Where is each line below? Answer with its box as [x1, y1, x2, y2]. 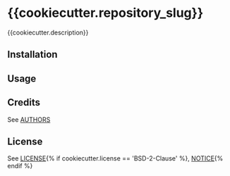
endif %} [7, 162, 33, 170]
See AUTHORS [7, 115, 51, 124]
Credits [7, 96, 41, 108]
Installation [7, 49, 58, 61]
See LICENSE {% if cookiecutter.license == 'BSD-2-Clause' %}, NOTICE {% [7, 154, 224, 163]
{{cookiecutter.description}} [7, 28, 89, 37]
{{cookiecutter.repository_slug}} [7, 5, 204, 21]
